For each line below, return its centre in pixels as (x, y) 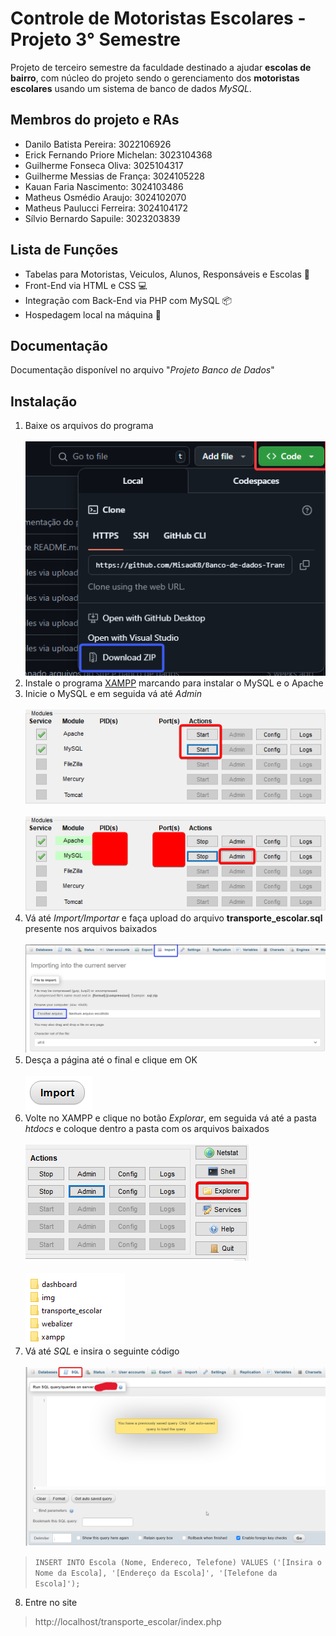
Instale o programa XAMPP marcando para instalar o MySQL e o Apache (174, 683)
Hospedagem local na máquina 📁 (93, 314)
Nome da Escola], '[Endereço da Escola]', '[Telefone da (156, 1573)
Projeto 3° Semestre (96, 39)
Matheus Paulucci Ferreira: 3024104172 (106, 208)
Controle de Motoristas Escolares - (158, 18)
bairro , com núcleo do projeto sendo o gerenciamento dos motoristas (155, 78)
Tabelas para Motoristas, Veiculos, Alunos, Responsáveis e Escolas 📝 (167, 274)
